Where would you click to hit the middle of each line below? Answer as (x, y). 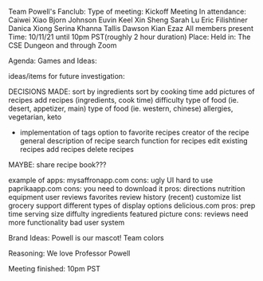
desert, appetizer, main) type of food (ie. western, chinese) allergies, (121, 108)
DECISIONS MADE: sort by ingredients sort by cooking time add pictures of (131, 92)
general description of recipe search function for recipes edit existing (134, 141)
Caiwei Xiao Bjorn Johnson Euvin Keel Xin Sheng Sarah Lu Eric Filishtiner (128, 20)
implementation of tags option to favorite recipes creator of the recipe (134, 132)
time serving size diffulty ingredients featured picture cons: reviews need (128, 214)
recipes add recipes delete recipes (77, 149)
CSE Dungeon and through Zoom (63, 45)
